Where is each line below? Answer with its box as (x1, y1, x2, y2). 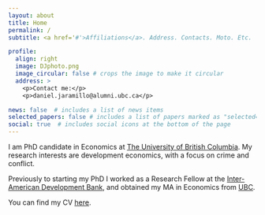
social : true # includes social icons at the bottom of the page (8, 120, 231, 128)
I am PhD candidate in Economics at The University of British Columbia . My (8, 143, 252, 151)
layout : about (8, 11, 55, 20)
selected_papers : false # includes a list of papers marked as (8, 113, 221, 121)
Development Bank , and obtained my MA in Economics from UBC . (41, 183, 256, 191)
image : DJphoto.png (15, 62, 80, 71)
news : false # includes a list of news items (8, 106, 164, 114)
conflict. (8, 159, 35, 168)
